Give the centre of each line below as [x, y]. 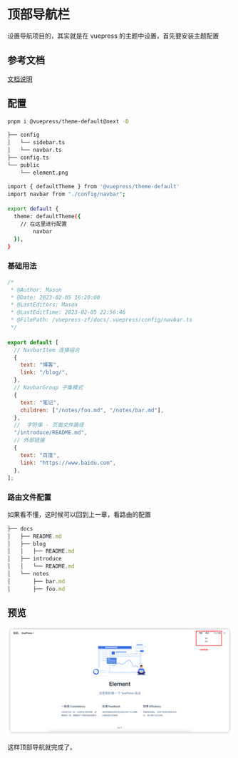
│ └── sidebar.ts [36, 143]
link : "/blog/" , [45, 373]
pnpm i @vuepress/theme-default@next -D [68, 121]
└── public [24, 165]
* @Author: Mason [36, 290]
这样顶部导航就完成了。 [42, 747]
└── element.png [45, 173]
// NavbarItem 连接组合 [47, 350]
